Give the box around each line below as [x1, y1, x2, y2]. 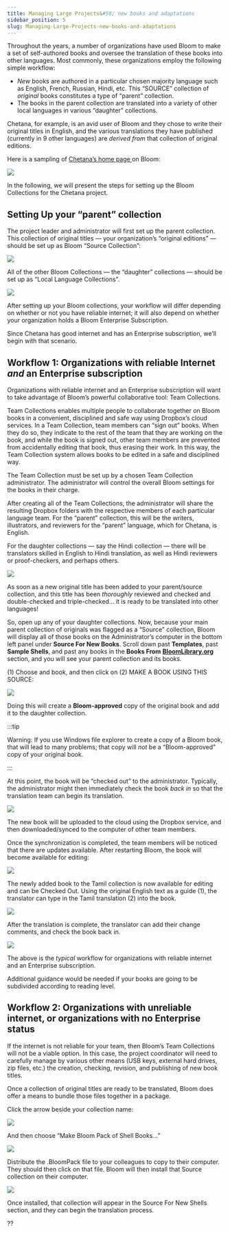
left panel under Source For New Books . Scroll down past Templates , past [7, 640, 218, 648]
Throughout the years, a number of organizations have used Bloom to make [7, 42, 221, 50]
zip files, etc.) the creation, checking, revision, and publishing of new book [7, 1063, 218, 1072]
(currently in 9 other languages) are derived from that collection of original [7, 134, 218, 143]
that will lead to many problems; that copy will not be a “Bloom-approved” [7, 743, 216, 751]
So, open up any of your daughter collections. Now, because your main [7, 618, 208, 626]
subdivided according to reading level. [7, 982, 115, 990]
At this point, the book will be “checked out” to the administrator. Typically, [7, 777, 218, 785]
